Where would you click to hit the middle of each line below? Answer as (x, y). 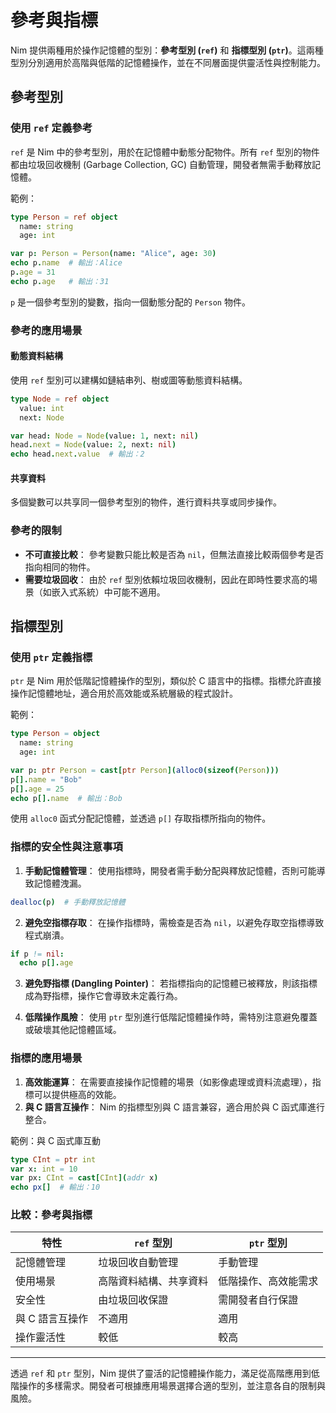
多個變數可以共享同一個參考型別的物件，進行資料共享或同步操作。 (146, 502)
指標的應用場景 (46, 1058)
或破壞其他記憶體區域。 (73, 1030)
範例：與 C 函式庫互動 (56, 1140)
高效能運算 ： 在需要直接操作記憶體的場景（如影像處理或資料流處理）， (168, 1082)
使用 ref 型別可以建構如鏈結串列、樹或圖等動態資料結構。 (129, 380)
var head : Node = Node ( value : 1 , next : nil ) (104, 436)
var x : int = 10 (44, 1169)
